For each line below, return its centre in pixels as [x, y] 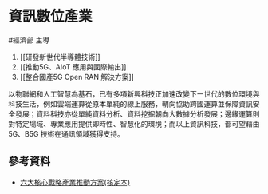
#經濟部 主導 [29, 40]
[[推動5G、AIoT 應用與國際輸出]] [73, 67]
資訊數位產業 [51, 16]
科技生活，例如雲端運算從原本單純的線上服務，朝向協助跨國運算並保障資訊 [130, 104]
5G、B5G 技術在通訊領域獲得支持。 [67, 133]
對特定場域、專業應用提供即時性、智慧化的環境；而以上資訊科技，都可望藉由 [134, 124]
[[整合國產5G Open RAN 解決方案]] [77, 77]
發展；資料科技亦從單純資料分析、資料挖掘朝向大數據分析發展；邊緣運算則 [137, 113]
